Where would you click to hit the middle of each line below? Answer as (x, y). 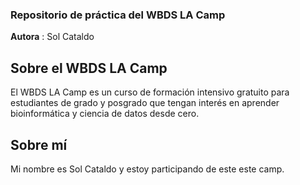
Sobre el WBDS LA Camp (89, 68)
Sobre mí (39, 144)
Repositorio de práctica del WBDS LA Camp (118, 15)
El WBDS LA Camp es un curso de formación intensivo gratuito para (150, 92)
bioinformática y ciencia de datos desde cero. (105, 114)
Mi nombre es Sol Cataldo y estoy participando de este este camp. (147, 169)
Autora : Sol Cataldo (52, 37)
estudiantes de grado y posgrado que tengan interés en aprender (145, 103)
